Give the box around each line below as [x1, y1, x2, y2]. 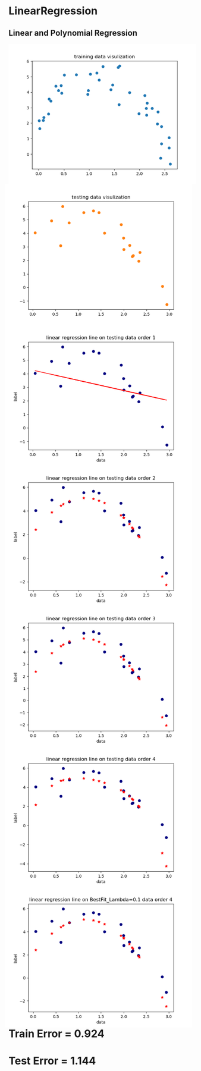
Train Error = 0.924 [8, 1027, 105, 1040]
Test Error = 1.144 [8, 1054, 96, 1068]
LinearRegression [8, 4, 98, 18]
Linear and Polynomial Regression [8, 28, 138, 38]
